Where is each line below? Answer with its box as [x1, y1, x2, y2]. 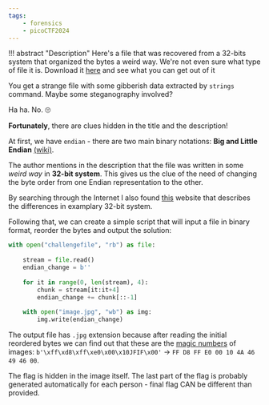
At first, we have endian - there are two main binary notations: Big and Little [8, 137, 258, 146]
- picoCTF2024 [22, 26, 70, 34]
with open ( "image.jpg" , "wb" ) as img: [22, 308, 152, 316]
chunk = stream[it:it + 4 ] [37, 286, 120, 294]
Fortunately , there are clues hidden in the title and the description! [8, 121, 228, 130]
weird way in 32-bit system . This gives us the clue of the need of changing [8, 169, 258, 178]
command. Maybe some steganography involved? [8, 90, 174, 99]
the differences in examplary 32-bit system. [8, 202, 153, 211]
